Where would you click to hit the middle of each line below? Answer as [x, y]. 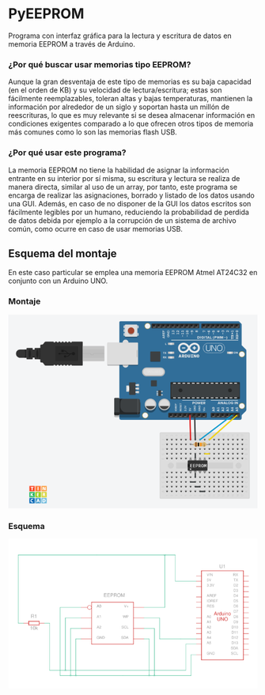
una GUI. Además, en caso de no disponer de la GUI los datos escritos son [130, 203]
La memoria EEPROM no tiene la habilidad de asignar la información [119, 170]
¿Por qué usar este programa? [67, 153]
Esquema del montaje [62, 253]
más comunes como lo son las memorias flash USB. [93, 132]
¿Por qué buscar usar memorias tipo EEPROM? [100, 64]
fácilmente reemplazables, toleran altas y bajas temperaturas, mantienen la [131, 99]
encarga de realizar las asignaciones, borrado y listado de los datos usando [131, 195]
